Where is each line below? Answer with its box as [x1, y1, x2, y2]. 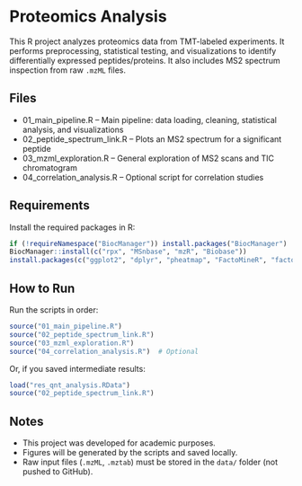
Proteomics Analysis [9, 6, 168, 27]
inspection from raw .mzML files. [9, 65, 126, 75]
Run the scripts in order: [9, 305, 99, 315]
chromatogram [22, 162, 78, 172]
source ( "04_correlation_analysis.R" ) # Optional [9, 347, 200, 356]
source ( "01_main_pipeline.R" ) [9, 322, 123, 331]
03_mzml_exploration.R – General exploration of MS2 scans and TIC [22, 153, 275, 163]
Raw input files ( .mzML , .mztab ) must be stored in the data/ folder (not [22, 456, 279, 468]
